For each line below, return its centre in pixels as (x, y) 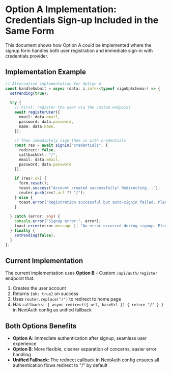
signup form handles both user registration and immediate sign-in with (79, 50)
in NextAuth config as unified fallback (52, 310)
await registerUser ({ (37, 112)
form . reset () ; (34, 183)
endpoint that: (20, 278)
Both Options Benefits (41, 326)
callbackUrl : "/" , (38, 155)
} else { (24, 197)
